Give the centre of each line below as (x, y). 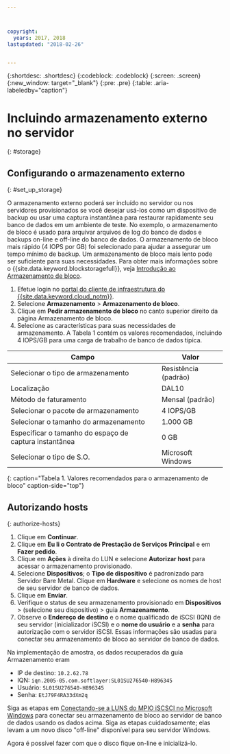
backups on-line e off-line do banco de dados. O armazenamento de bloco (113, 239)
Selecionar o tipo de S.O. (50, 457)
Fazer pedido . (37, 551)
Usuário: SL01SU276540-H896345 (61, 687)
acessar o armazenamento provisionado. (75, 566)
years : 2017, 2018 (40, 38)
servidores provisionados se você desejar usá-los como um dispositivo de (112, 211)
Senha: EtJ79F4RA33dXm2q (52, 694)
